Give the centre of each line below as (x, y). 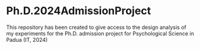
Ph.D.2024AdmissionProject (79, 11)
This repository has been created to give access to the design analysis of (96, 27)
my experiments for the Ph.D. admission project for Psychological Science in (100, 33)
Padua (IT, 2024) (27, 40)
